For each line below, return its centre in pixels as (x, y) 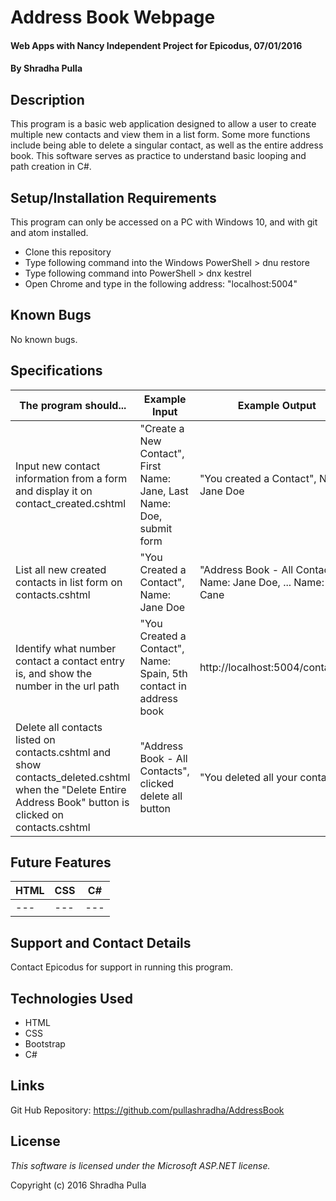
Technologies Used (71, 998)
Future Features (61, 862)
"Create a (162, 428)
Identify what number (66, 648)
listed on (35, 739)
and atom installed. (49, 232)
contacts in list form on (69, 582)
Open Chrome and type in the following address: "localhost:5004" (161, 284)
